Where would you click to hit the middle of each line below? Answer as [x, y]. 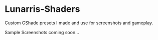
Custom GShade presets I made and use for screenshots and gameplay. [79, 23]
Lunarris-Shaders [42, 9]
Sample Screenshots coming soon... [42, 32]
